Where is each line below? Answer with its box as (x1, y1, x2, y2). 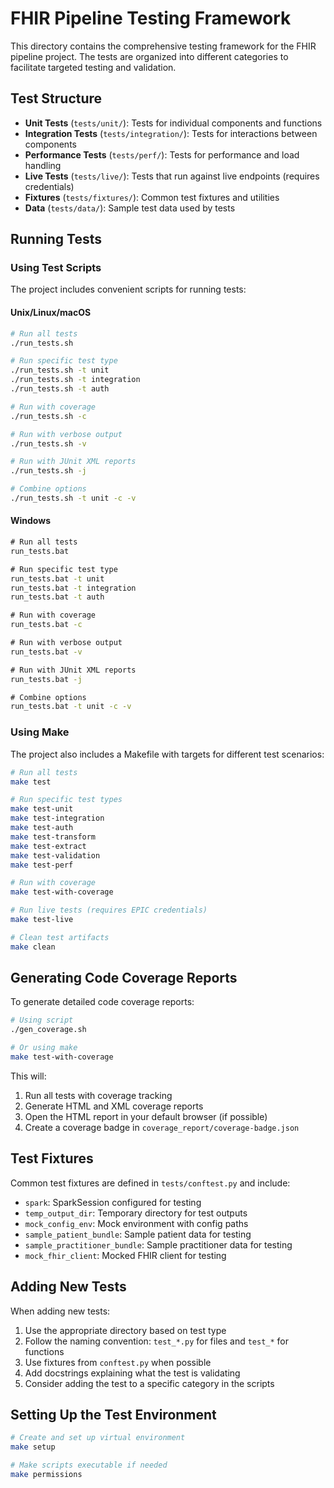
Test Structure (10, 90, 103, 107)
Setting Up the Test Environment (10, 1406, 217, 1423)
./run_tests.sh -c (10, 411, 87, 421)
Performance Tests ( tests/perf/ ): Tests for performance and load (24, 148, 300, 161)
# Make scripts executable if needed (10, 1460, 168, 1471)
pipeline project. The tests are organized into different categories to (10, 50, 289, 62)
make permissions (10, 1470, 83, 1480)
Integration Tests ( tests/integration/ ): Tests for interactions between (24, 127, 318, 139)
